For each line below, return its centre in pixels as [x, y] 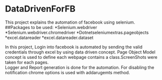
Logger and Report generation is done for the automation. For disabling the [80, 67]
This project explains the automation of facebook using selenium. [70, 22]
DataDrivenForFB [40, 9]
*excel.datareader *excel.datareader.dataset [49, 38]
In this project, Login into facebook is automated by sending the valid [74, 47]
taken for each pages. [27, 62]
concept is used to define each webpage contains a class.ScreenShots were [81, 57]
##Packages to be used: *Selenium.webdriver [51, 27]
